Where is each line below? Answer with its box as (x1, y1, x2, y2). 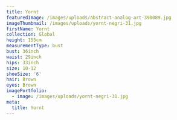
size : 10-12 (6, 65, 36, 72)
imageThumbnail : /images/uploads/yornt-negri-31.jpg (6, 20, 142, 26)
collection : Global (6, 32, 56, 38)
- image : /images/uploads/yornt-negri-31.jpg (11, 93, 129, 99)
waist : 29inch (6, 54, 42, 60)
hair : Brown (6, 76, 36, 82)
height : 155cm (6, 37, 42, 43)
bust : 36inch (6, 48, 39, 55)
